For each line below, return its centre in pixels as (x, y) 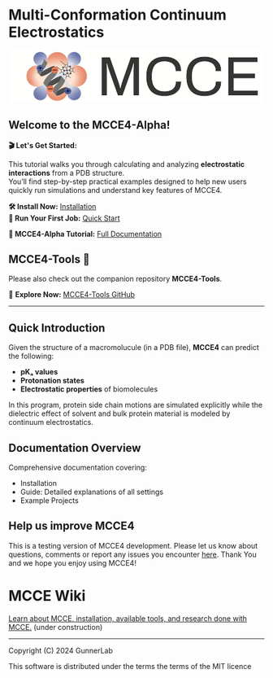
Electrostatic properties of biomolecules (89, 389)
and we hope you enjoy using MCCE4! (72, 562)
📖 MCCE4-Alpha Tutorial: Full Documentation (85, 234)
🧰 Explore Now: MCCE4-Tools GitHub (72, 295)
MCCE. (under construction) (56, 627)
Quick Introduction (57, 328)
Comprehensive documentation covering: (78, 467)
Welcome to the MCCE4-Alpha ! (89, 125)
